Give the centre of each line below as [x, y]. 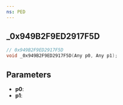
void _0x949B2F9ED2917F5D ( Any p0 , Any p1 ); [62, 56]
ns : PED [16, 12]
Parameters [29, 75]
